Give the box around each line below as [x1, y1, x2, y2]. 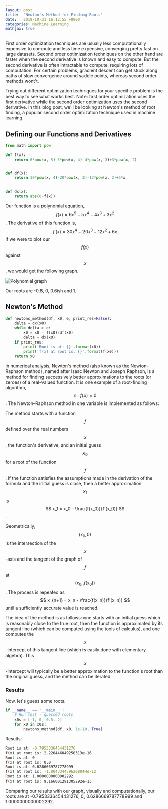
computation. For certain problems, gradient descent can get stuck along [5, 67, 158, 74]
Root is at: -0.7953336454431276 [5, 745, 76, 751]
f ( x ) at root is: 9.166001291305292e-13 [5, 779, 92, 784]
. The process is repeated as [5, 589, 65, 595]
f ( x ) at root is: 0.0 [5, 760, 51, 765]
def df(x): [5, 171, 28, 176]
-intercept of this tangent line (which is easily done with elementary [5, 647, 146, 653]
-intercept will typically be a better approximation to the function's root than [5, 668, 163, 674]
